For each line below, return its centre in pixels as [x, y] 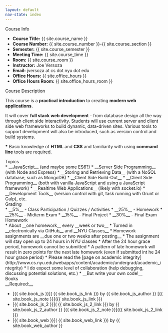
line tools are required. [28, 152]
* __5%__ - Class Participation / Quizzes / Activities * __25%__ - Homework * [84, 209]
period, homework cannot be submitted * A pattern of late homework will [80, 246]
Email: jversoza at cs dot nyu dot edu [51, 70]
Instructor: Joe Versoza [37, 65]
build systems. [20, 137]
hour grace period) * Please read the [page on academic [63, 257]
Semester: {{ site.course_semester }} [51, 49]
